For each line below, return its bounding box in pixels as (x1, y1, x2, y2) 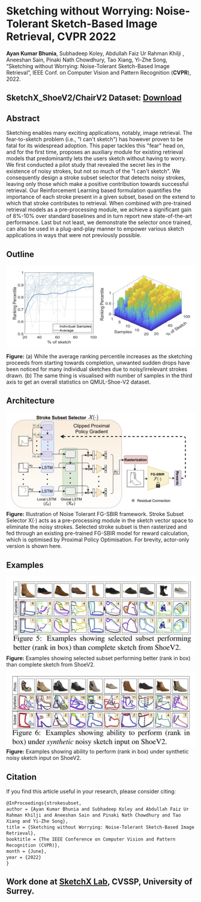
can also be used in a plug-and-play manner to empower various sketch (6, 225, 185, 232)
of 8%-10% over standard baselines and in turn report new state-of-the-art (6, 213, 192, 220)
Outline (6, 249, 34, 260)
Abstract (6, 113, 40, 123)
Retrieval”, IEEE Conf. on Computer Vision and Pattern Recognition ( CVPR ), (6, 69, 191, 76)
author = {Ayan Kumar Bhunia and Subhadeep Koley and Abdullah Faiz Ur (6, 806, 189, 812)
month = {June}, (6, 848, 47, 854)
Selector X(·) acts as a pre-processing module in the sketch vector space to (6, 517, 194, 524)
